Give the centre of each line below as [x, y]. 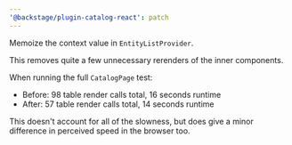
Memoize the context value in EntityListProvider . [101, 43]
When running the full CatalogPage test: [81, 77]
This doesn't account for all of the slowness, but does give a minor [131, 121]
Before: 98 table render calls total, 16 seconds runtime [122, 94]
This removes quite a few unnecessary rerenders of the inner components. [146, 60]
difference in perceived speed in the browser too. [100, 131]
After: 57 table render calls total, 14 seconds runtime [118, 104]
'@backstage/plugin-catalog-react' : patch [89, 17]
